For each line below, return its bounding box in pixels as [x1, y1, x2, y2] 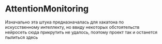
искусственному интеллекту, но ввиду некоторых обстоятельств [5, 24, 140, 30]
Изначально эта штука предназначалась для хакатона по [5, 19, 124, 25]
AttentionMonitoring [5, 3, 89, 14]
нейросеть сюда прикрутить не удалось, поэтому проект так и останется [5, 29, 158, 35]
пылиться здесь [5, 34, 38, 40]
